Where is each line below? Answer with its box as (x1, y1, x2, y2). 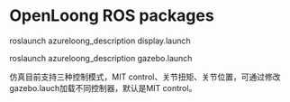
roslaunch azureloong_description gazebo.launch (9, 52, 193, 63)
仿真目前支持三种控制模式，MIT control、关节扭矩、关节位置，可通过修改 (9, 71, 281, 82)
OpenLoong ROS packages (9, 5, 214, 26)
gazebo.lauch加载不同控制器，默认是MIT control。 (9, 82, 197, 93)
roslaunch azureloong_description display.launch (9, 35, 191, 46)
